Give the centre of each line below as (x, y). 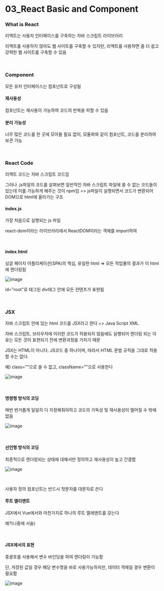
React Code (19, 163)
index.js (13, 209)
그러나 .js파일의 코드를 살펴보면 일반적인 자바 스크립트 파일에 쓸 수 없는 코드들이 (81, 185)
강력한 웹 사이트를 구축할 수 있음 (36, 52)
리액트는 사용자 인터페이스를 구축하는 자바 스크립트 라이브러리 (64, 36)
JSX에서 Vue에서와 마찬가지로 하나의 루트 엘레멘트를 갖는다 (62, 513)
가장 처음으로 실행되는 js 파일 (33, 220)
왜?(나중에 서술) (20, 523)
